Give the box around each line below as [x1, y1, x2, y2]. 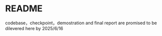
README [5, 3, 43, 14]
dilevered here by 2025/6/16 [5, 25, 63, 31]
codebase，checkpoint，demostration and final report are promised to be [5, 20, 157, 26]
